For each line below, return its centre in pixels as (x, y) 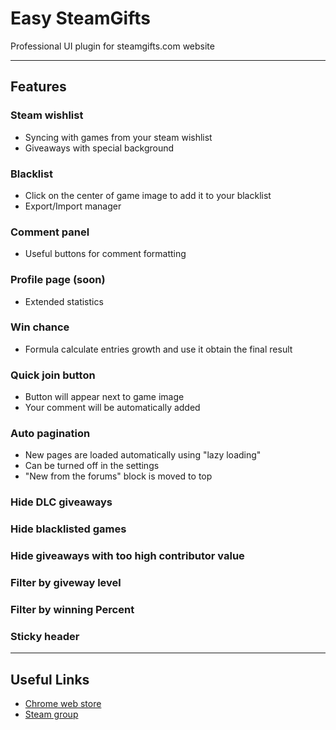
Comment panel (50, 232)
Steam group (51, 714)
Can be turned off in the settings (92, 466)
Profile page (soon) (58, 280)
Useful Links (50, 679)
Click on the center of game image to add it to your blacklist (148, 195)
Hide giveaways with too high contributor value (127, 556)
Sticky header (45, 636)
